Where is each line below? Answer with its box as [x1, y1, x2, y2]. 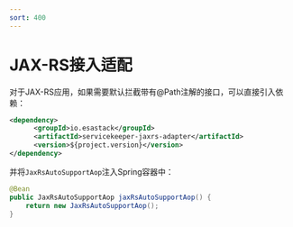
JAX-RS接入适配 [9, 55, 133, 75]
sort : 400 [9, 13, 47, 23]
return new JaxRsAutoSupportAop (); [25, 201, 160, 210]
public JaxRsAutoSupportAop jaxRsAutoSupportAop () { [9, 193, 212, 202]
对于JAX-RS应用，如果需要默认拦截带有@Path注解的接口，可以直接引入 [9, 86, 277, 97]
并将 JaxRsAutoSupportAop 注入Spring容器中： [9, 166, 174, 177]
